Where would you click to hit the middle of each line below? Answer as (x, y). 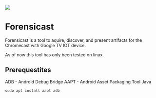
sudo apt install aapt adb (32, 90)
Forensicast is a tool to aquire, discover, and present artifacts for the (74, 40)
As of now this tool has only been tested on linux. (54, 55)
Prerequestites (28, 70)
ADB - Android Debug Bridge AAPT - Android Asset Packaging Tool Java (78, 82)
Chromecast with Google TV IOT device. (46, 45)
